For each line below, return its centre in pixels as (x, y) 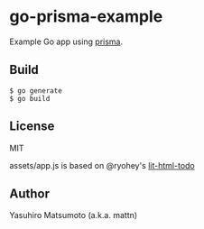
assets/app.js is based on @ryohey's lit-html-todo (102, 165)
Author (29, 193)
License (32, 127)
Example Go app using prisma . (66, 41)
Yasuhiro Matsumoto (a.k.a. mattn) (74, 215)
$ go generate (36, 91)
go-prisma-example (86, 17)
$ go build (30, 98)
